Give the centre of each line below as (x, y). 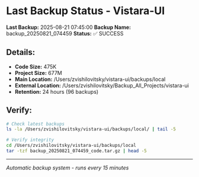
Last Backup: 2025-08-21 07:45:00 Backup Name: (69, 27)
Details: (21, 52)
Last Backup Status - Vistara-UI (86, 11)
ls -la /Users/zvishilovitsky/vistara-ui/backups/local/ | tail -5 (91, 129)
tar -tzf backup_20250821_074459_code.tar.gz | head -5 (76, 151)
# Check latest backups (36, 124)
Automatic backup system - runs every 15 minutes (68, 168)
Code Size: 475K (36, 67)
